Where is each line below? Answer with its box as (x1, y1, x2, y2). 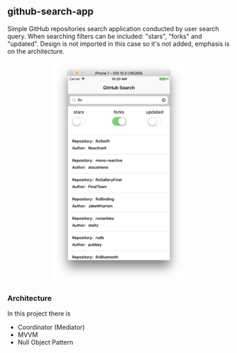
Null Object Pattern (17, 338, 74, 347)
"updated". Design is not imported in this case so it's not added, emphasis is (7, 39, 230, 48)
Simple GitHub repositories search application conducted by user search (7, 24, 219, 33)
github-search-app (7, 6, 94, 18)
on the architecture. (7, 47, 65, 55)
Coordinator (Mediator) (17, 323, 85, 332)
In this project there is (7, 309, 71, 318)
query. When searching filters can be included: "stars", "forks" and (7, 32, 202, 40)
